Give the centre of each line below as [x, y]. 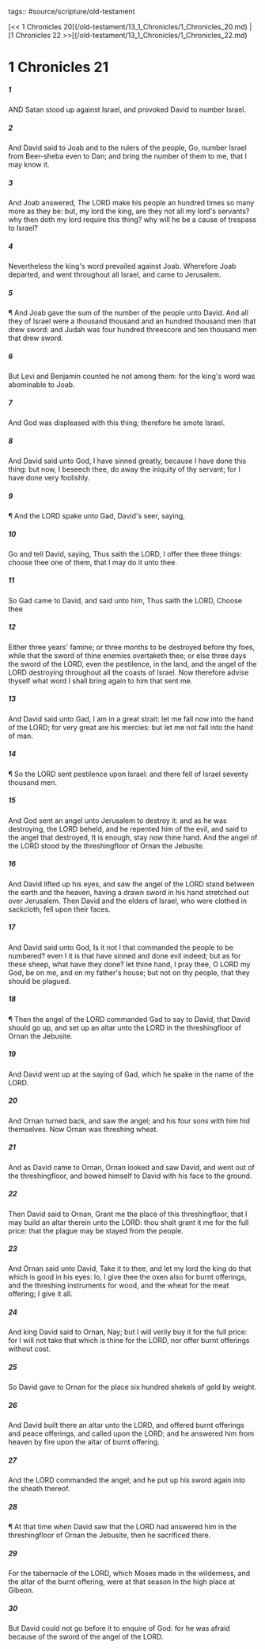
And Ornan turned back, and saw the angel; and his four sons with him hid [129, 1120]
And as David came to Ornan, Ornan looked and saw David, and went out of [132, 1167]
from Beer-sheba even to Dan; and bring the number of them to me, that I [128, 156]
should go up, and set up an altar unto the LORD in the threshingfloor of [125, 1027]
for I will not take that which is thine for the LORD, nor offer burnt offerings [129, 1341]
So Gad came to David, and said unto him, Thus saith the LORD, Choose [125, 600]
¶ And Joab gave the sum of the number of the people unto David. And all [129, 313]
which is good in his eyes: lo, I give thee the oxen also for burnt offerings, [128, 1277]
